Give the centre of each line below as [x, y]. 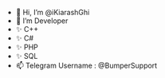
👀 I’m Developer [42, 21]
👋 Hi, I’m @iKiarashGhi [53, 12]
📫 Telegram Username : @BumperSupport [86, 65]
